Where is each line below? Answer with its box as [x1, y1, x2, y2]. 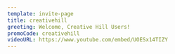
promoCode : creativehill [7, 29, 80, 37]
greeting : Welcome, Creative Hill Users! [7, 23, 131, 30]
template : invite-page [7, 10, 74, 18]
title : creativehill [7, 17, 68, 24]
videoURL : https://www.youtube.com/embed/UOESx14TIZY [7, 36, 169, 43]
